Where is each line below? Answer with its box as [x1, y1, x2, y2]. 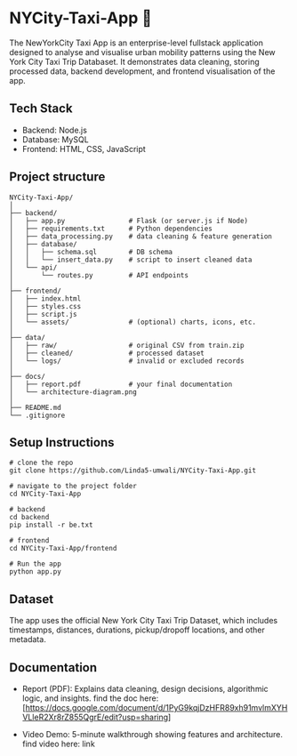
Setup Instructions [9, 435, 115, 450]
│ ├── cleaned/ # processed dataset [9, 349, 205, 358]
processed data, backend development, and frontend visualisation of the [9, 66, 276, 76]
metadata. [9, 634, 46, 645]
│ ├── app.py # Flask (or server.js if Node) [9, 216, 249, 225]
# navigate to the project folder [9, 482, 138, 491]
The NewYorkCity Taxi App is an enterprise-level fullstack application [9, 37, 264, 48]
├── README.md [9, 403, 62, 412]
